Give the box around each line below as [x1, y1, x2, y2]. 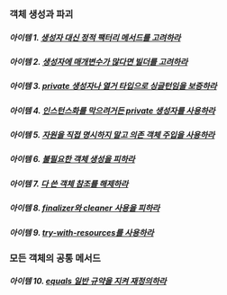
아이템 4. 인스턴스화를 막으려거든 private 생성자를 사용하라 [9, 105, 216, 116]
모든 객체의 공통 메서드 [9, 252, 102, 264]
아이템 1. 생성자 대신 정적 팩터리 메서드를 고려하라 [9, 31, 181, 42]
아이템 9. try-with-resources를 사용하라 [9, 227, 155, 237]
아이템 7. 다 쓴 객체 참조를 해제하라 [9, 178, 129, 189]
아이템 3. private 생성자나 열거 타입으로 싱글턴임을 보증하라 [9, 81, 218, 92]
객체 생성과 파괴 [9, 7, 74, 20]
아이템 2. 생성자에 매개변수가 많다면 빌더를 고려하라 [9, 56, 188, 67]
